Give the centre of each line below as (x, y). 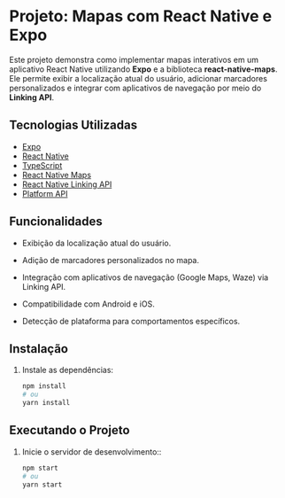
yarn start (42, 485)
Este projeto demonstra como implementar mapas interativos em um (134, 59)
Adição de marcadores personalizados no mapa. (110, 260)
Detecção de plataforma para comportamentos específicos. (131, 321)
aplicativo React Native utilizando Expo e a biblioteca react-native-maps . (143, 69)
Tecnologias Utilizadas (73, 125)
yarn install (46, 403)
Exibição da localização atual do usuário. (96, 243)
